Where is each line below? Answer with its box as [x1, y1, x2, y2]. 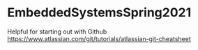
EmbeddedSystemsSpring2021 [7, 5, 192, 21]
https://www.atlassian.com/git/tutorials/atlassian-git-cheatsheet [7, 34, 192, 42]
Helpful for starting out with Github [7, 27, 107, 36]
